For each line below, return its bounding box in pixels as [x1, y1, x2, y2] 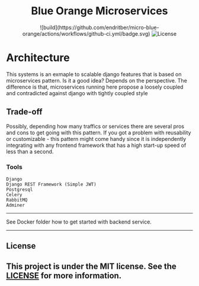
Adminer [6, 202, 25, 208]
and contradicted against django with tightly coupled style [6, 89, 148, 96]
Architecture [6, 51, 70, 65]
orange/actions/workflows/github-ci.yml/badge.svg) [23, 30, 150, 37]
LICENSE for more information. [6, 271, 122, 281]
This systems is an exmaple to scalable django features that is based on [6, 70, 182, 78]
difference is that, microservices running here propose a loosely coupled [6, 83, 184, 90]
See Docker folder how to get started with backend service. [6, 218, 152, 225]
